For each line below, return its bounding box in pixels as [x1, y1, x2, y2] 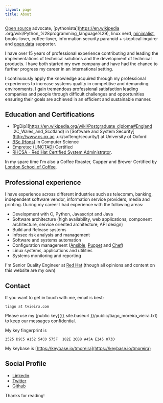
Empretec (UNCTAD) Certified [12, 144, 73, 150]
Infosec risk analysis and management [12, 232, 90, 238]
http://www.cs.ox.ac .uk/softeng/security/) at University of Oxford [14, 134, 147, 140]
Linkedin [12, 373, 30, 379]
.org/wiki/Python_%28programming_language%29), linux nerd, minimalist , [5, 30, 155, 36]
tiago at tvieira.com [5, 304, 49, 309]
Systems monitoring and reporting [12, 253, 82, 259]
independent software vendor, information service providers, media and [5, 196, 150, 202]
